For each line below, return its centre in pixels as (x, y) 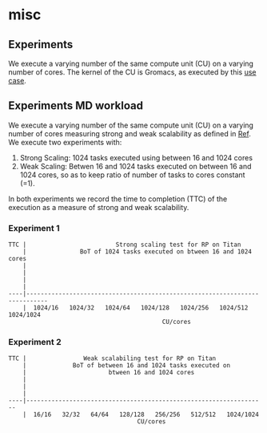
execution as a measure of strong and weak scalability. (99, 207)
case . (17, 81)
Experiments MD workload (76, 106)
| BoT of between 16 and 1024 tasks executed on (126, 366)
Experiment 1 (34, 228)
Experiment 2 (35, 342)
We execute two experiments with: (65, 142)
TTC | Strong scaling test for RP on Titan (125, 245)
